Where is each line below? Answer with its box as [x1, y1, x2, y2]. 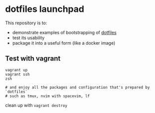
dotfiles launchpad [5, 3, 84, 15]
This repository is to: [5, 20, 47, 26]
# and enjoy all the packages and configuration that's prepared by [5, 85, 150, 90]
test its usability [12, 35, 45, 41]
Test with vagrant [5, 55, 61, 63]
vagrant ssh [5, 72, 30, 77]
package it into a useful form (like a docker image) [12, 40, 116, 46]
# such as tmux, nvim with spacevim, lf [5, 93, 90, 99]
